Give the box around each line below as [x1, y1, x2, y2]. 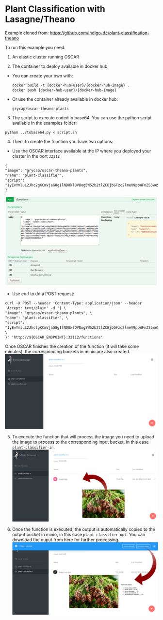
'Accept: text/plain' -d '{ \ [5, 305, 66, 310]
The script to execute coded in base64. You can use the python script [12, 114, 152, 120]
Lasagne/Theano [5, 14, 75, 25]
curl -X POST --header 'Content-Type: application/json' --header [5, 301, 142, 305]
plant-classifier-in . [12, 444, 55, 450]
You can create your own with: [12, 73, 73, 78]
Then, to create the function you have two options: [12, 138, 114, 144]
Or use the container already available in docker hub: [12, 96, 118, 102]
